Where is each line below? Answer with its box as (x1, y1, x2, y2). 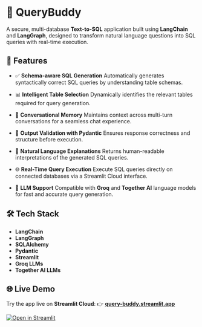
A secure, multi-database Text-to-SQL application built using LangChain (6, 25, 189, 33)
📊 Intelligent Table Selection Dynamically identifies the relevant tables (15, 91, 194, 98)
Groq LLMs (15, 260, 44, 267)
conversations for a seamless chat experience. (15, 117, 132, 125)
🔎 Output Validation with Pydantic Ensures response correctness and (15, 129, 191, 137)
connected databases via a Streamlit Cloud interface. (15, 172, 148, 180)
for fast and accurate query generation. (15, 190, 114, 198)
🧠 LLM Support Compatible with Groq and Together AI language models (15, 184, 197, 191)
